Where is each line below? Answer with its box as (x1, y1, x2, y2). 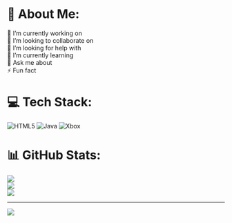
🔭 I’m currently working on (7, 29, 83, 37)
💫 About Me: (7, 6, 80, 22)
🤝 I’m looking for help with (7, 43, 81, 52)
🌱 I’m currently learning (7, 51, 74, 59)
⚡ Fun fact (7, 66, 37, 75)
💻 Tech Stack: (7, 95, 93, 110)
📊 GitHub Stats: (7, 148, 101, 163)
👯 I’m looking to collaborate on (7, 36, 94, 44)
